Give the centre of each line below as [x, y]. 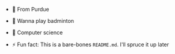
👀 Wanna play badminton [43, 21]
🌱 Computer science [37, 32]
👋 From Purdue [30, 9]
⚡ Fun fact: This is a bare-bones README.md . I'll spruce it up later [91, 44]
